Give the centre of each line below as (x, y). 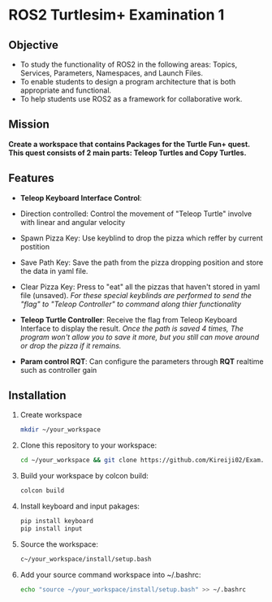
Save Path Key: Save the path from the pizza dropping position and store (142, 262)
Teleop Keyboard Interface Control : (81, 197)
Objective (34, 45)
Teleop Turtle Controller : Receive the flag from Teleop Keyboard (128, 319)
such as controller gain (58, 370)
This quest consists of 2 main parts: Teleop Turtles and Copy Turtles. (127, 153)
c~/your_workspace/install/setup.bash (86, 559)
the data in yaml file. (54, 271)
